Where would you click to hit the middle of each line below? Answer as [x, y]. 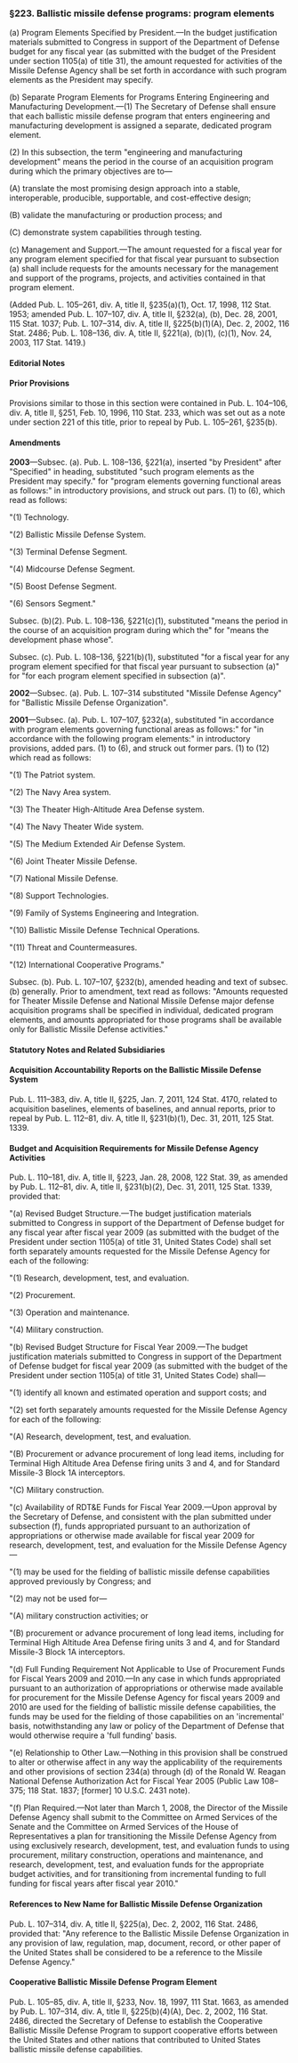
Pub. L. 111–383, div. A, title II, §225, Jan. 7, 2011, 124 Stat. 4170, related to [143, 1100]
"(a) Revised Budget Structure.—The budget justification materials [130, 1214]
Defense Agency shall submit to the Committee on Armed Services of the [143, 1817]
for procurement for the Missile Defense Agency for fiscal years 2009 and [145, 1698]
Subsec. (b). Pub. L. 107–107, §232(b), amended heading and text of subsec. [149, 982]
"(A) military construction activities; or [79, 1616]
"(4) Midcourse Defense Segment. [72, 569]
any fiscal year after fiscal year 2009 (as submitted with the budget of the [145, 1232]
